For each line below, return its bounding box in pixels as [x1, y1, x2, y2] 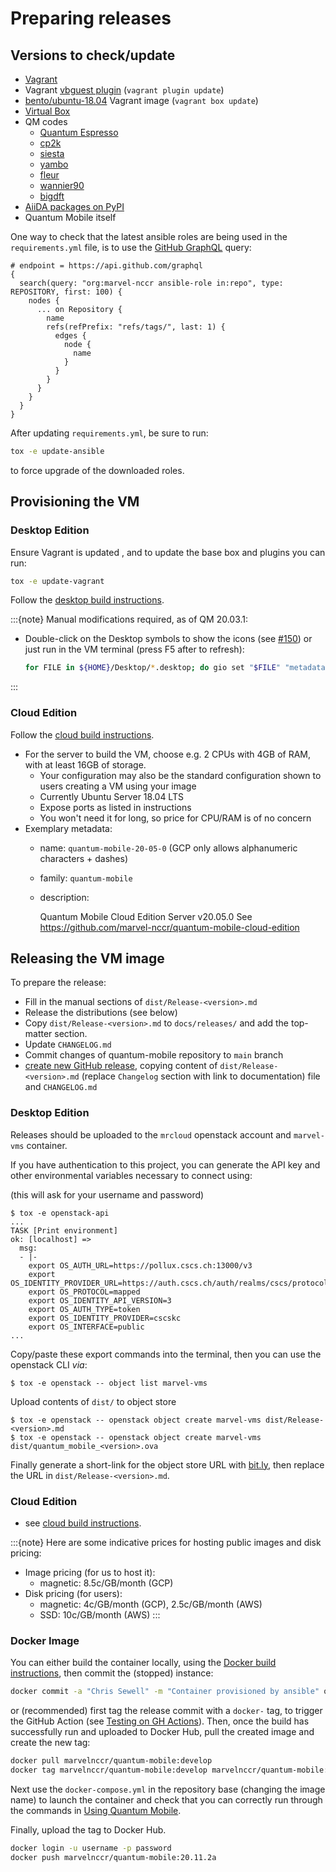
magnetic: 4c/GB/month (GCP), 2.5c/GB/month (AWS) [39, 1598, 263, 1611]
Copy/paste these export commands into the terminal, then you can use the [10, 1348, 322, 1360]
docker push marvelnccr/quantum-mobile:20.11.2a [10, 1852, 217, 1862]
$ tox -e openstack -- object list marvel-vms [10, 1378, 208, 1388]
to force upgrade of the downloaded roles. [10, 464, 185, 476]
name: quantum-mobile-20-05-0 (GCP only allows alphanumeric [39, 842, 298, 854]
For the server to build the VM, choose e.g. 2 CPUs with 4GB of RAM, [24, 748, 312, 760]
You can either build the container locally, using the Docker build [10, 1657, 277, 1669]
